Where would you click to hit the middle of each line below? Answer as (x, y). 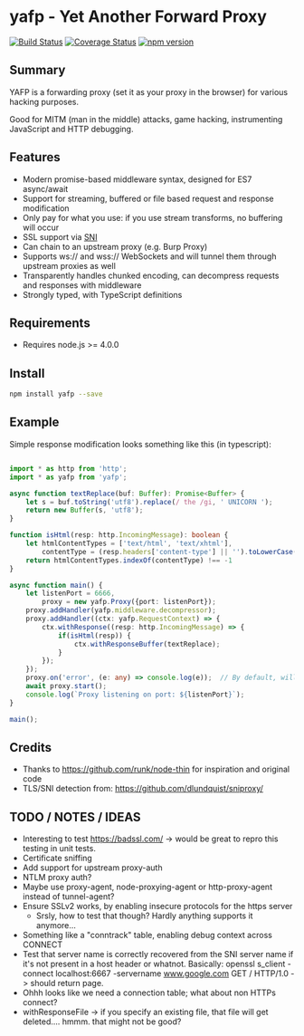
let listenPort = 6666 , (71, 594)
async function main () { (56, 585)
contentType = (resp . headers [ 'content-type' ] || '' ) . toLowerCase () (171, 552)
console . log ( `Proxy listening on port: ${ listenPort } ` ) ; (135, 695)
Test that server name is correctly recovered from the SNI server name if (158, 954)
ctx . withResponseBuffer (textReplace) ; (147, 644)
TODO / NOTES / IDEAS (76, 817)
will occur (41, 227)
